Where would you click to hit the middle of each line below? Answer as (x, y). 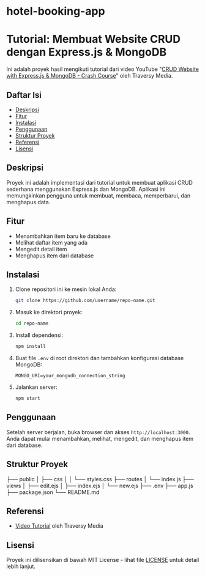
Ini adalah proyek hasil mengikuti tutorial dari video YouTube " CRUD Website (102, 69)
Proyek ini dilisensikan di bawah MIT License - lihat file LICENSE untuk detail (103, 560)
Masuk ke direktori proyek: (49, 312)
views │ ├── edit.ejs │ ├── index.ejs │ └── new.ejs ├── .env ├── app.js (100, 486)
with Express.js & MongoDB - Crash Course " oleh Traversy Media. (90, 76)
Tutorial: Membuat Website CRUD (94, 39)
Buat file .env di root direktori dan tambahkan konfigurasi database (99, 358)
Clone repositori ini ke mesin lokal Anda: (66, 289)
